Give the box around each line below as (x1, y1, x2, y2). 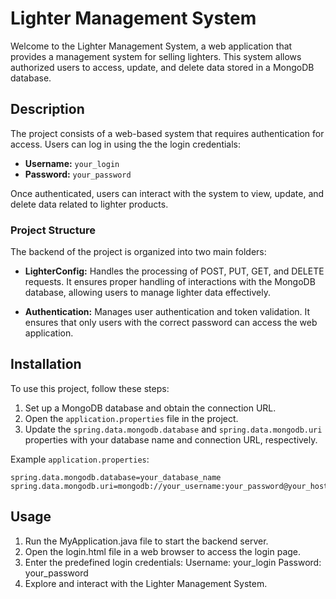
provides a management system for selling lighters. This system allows (10, 50, 302, 62)
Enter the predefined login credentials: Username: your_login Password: (24, 556, 322, 568)
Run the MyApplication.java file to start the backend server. (24, 535, 269, 547)
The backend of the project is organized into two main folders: (10, 246, 267, 258)
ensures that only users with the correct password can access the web (24, 317, 318, 329)
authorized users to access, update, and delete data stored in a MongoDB (10, 61, 315, 73)
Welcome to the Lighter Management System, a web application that (10, 40, 293, 52)
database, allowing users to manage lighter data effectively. (24, 287, 271, 299)
